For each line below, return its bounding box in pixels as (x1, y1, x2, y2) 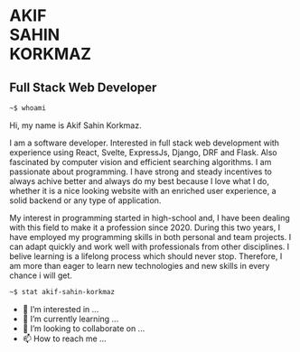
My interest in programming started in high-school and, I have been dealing (9, 212, 291, 223)
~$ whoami (9, 104, 47, 113)
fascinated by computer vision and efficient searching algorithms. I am (9, 156, 272, 167)
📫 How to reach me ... (22, 333, 107, 344)
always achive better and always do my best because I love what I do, (9, 175, 269, 186)
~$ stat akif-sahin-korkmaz (9, 287, 116, 296)
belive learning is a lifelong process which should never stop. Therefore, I (9, 250, 283, 262)
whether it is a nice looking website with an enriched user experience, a (9, 185, 277, 196)
